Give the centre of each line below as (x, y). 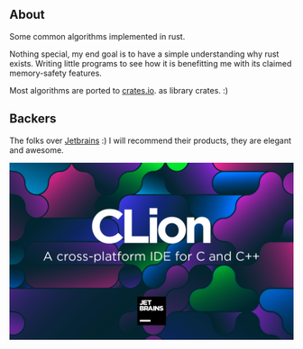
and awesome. (37, 150)
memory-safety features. (55, 73)
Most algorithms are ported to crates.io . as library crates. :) (119, 90)
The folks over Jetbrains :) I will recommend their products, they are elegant (150, 140)
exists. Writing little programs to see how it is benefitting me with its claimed (151, 63)
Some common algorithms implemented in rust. (97, 36)
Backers (33, 119)
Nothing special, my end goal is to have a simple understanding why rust (144, 54)
